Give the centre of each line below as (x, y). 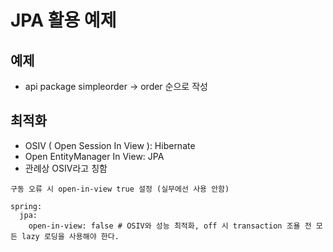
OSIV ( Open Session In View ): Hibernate (110, 145)
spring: (26, 206)
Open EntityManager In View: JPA (94, 156)
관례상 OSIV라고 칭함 (66, 168)
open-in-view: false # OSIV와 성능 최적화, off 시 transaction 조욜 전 (170, 226)
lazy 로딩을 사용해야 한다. (70, 236)
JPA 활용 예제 (63, 20)
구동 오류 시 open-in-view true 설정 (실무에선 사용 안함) (120, 189)
